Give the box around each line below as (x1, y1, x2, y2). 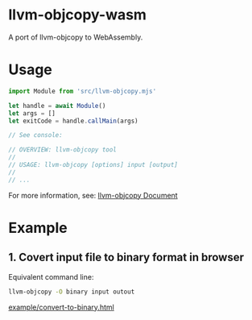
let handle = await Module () (8, 102, 106, 110)
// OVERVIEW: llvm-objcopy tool (8, 146, 117, 154)
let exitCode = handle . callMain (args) (8, 117, 138, 125)
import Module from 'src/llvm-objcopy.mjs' (8, 87, 157, 95)
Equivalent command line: (8, 272, 94, 281)
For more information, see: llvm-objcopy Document (8, 190, 179, 200)
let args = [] (8, 109, 56, 118)
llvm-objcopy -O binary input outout (8, 288, 135, 296)
